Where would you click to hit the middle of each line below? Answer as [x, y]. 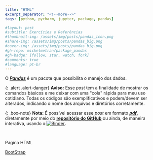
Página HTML [19, 143]
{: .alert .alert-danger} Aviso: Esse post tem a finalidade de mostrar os [77, 88]
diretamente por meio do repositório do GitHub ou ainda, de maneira [75, 118]
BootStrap [15, 152]
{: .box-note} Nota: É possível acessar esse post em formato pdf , [72, 113]
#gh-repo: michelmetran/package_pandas [46, 50]
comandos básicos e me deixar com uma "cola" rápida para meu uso [75, 93]
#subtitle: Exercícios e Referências [44, 32]
